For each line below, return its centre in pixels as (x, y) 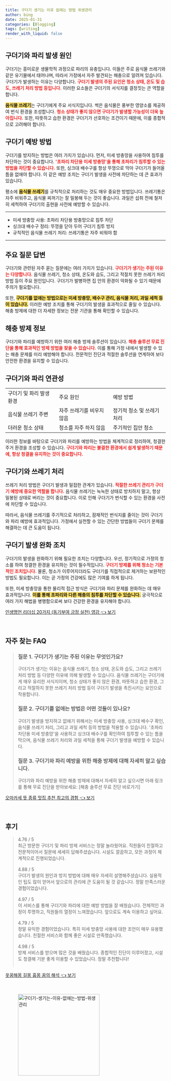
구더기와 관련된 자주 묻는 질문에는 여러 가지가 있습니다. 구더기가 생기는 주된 (80, 268)
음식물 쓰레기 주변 (28, 414)
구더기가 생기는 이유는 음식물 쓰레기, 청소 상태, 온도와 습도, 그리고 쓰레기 (90, 669)
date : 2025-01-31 (24, 19)
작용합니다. (29, 694)
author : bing (19, 15)
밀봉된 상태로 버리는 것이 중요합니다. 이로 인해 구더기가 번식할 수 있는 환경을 (81, 497)
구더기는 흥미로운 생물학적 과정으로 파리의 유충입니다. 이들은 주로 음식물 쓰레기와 (85, 69)
